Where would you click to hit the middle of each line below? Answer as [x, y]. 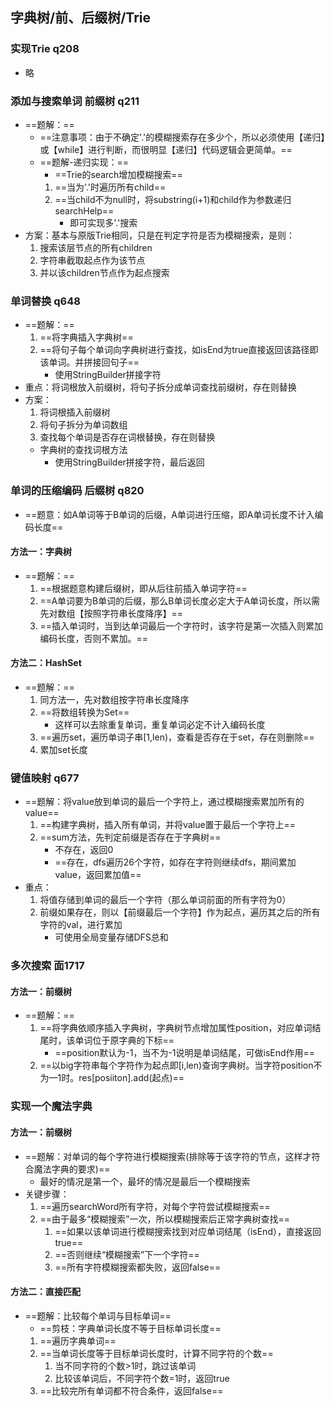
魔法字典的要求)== [72, 1169]
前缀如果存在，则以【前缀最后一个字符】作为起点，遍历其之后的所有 [180, 912]
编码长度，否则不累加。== [94, 638]
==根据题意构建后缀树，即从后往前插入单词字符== [143, 588]
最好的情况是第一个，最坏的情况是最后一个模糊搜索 [145, 1181]
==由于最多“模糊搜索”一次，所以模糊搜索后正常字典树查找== [164, 1219]
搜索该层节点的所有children [96, 247]
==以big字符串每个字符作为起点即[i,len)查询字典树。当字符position [176, 1065]
